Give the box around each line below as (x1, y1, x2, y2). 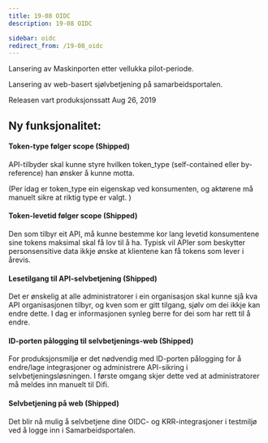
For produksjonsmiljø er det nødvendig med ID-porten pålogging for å (8, 354, 242, 363)
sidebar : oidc (8, 34, 57, 42)
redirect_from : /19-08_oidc (8, 41, 104, 49)
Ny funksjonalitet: (8, 118, 102, 132)
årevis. (8, 255, 31, 265)
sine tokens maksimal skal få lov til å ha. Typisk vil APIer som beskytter (8, 238, 246, 247)
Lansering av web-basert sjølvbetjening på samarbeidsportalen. (8, 80, 223, 89)
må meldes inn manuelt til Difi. (8, 380, 110, 389)
